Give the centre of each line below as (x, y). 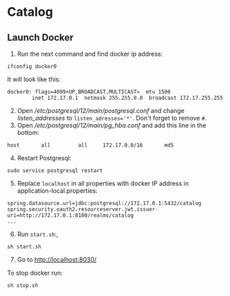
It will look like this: (34, 79)
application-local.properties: (57, 191)
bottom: (28, 133)
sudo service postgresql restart (55, 171)
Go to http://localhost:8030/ (57, 260)
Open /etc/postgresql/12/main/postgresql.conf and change (101, 110)
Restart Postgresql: (44, 158)
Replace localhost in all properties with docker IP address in (103, 183)
